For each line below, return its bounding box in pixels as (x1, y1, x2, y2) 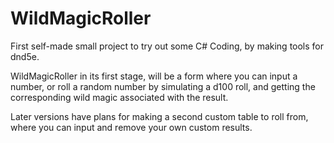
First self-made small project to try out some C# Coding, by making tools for (10, 40, 325, 52)
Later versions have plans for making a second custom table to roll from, (10, 110, 309, 122)
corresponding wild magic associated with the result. (10, 91, 229, 103)
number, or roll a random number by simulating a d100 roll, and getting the (10, 80, 316, 92)
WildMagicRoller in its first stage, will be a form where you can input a (10, 70, 298, 82)
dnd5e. (10, 50, 40, 62)
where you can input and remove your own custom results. (10, 121, 253, 133)
